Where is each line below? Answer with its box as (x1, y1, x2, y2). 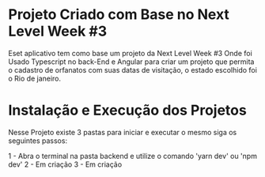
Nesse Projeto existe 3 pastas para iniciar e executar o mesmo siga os (8, 127, 237, 137)
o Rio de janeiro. (8, 73, 62, 83)
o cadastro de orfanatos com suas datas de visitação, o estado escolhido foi (8, 65, 257, 74)
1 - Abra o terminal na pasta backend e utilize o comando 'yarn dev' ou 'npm (8, 151, 257, 160)
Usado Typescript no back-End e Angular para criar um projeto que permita (8, 57, 255, 66)
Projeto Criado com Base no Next (8, 6, 229, 24)
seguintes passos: (8, 136, 68, 145)
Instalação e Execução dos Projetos (8, 101, 247, 119)
